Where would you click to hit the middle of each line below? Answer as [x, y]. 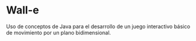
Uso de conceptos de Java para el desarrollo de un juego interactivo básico [98, 26]
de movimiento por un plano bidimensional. [58, 32]
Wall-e [23, 10]
